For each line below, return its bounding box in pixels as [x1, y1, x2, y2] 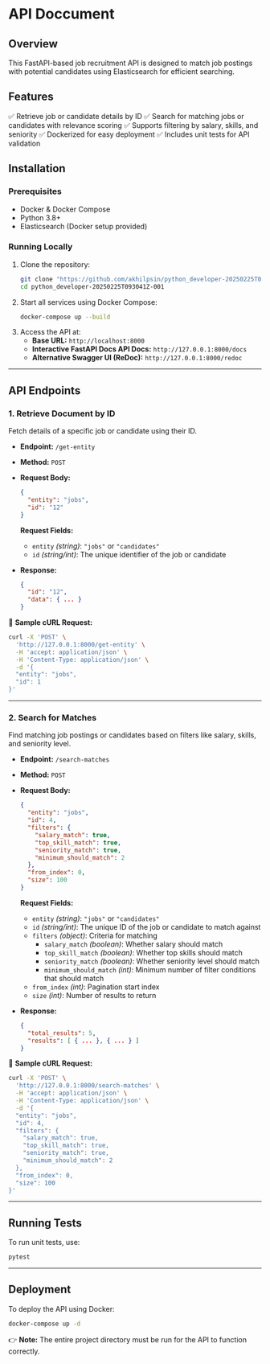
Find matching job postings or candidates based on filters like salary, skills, [8, 730, 257, 740]
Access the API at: [19, 327, 82, 337]
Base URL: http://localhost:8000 [31, 335, 145, 346]
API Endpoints [8, 384, 81, 397]
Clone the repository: [19, 259, 91, 269]
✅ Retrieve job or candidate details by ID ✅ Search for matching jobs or [8, 111, 245, 121]
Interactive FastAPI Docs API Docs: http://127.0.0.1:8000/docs [31, 344, 247, 354]
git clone [19, 275, 54, 283]
